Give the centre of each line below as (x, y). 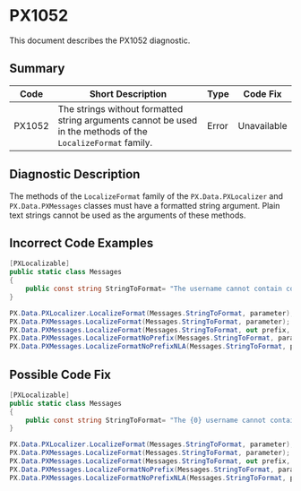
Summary (37, 69)
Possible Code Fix (60, 374)
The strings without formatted (120, 108)
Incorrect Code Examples (82, 243)
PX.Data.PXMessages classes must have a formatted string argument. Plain (145, 205)
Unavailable (262, 125)
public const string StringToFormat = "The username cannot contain (154, 289)
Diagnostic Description (75, 174)
